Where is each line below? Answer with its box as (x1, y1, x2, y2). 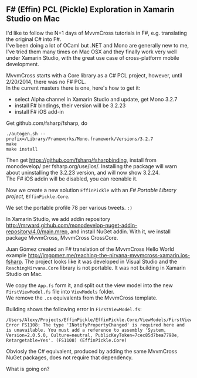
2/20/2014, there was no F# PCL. (6, 78, 86, 85)
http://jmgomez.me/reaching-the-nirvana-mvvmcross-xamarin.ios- (28, 251, 191, 258)
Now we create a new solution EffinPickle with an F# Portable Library (6, 186, 177, 193)
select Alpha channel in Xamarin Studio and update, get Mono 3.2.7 (14, 96, 178, 103)
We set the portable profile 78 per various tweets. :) (6, 204, 133, 211)
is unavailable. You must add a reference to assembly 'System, (6, 327, 167, 333)
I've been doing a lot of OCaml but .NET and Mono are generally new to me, (6, 42, 189, 49)
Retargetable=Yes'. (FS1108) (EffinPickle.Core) (6, 337, 127, 343)
